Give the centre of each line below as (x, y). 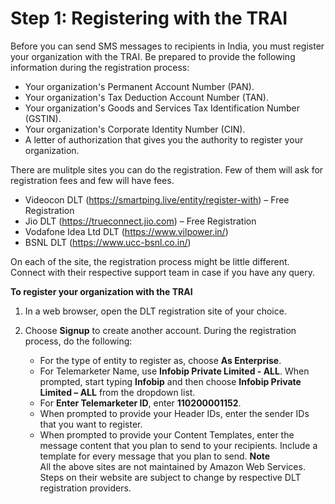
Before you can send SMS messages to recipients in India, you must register (167, 46)
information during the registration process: (100, 67)
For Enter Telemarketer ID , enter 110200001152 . (140, 403)
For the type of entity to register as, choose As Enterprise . (160, 360)
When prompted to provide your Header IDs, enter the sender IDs (174, 413)
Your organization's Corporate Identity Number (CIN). (135, 129)
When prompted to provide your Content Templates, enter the (167, 434)
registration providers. (85, 488)
